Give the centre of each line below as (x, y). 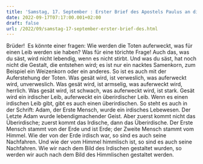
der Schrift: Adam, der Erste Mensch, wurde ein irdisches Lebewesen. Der (98, 110)
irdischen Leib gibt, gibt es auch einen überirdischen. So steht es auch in (97, 104)
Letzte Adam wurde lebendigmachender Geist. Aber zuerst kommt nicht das (101, 116)
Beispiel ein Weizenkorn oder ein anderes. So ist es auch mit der (86, 71)
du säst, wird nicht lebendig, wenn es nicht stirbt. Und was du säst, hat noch (101, 58)
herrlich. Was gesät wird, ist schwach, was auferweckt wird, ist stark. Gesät (101, 90)
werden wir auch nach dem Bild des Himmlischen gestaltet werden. (90, 155)
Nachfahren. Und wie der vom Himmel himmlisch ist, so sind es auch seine (99, 142)
